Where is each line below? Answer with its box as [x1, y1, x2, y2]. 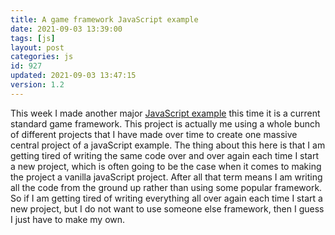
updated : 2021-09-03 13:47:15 [10, 71, 137, 81]
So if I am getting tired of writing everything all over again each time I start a [10, 192, 323, 204]
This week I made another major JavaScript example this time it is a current [10, 107, 321, 119]
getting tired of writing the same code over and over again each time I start [10, 149, 320, 161]
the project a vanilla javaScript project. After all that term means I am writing [10, 171, 323, 183]
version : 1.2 [10, 80, 65, 90]
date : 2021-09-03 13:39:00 [10, 24, 123, 34]
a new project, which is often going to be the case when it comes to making [10, 160, 322, 172]
